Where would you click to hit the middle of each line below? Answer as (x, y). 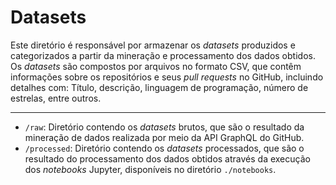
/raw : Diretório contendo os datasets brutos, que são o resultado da (164, 127)
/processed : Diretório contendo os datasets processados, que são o (164, 148)
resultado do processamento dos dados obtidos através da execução (167, 158)
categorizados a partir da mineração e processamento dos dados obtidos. (163, 55)
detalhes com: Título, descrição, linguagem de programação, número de (159, 87)
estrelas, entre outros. (56, 98)
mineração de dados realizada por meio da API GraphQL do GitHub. (164, 137)
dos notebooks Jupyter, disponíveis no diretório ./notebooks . (150, 169)
